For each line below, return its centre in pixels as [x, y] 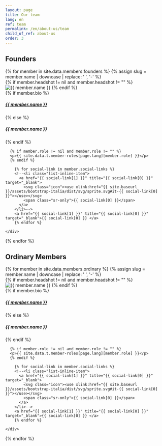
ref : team [16, 24]
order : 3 [14, 39]
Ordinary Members [36, 257]
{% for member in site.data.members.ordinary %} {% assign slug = [75, 269]
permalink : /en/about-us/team [37, 29]
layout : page [19, 10]
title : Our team [22, 15]
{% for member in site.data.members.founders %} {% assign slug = [76, 71]
